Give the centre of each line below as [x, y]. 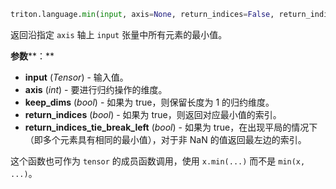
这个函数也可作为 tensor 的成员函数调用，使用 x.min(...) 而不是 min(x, [158, 161]
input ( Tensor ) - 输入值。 [76, 77]
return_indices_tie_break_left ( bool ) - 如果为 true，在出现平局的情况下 [171, 127]
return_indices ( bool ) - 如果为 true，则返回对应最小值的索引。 [153, 114]
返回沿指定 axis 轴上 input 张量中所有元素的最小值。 [119, 34]
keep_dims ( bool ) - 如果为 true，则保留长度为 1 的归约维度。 [149, 102]
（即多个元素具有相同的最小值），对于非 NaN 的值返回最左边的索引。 [165, 139]
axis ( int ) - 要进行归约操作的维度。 [96, 89]
